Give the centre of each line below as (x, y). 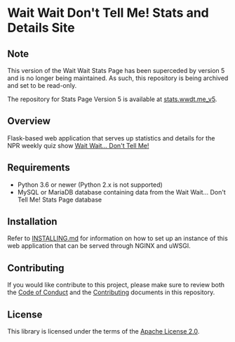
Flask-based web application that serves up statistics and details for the (111, 138)
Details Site (41, 28)
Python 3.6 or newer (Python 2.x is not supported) (90, 185)
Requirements (39, 167)
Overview (29, 121)
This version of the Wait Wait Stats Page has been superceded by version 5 (116, 71)
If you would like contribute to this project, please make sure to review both (116, 285)
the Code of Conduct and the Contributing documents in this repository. (111, 292)
